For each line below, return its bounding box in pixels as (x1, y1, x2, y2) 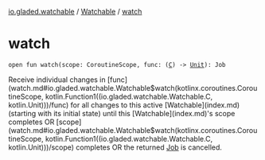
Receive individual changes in (8, 75, 106, 84)
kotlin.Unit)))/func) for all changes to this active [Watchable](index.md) (8, 100, 240, 110)
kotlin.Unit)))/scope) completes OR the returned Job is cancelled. (8, 142, 223, 152)
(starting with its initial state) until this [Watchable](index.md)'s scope (8, 108, 236, 118)
